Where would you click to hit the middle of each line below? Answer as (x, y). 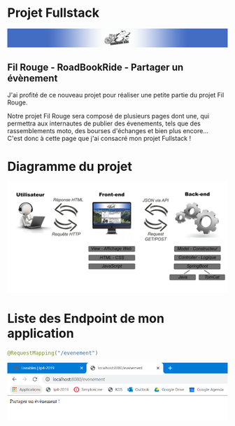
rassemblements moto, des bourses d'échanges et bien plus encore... (108, 131)
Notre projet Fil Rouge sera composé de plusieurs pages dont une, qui (108, 116)
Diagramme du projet (70, 167)
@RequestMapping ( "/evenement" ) (53, 353)
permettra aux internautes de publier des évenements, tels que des (104, 123)
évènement (33, 78)
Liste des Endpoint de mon (86, 318)
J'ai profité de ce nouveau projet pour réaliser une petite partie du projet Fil (116, 95)
